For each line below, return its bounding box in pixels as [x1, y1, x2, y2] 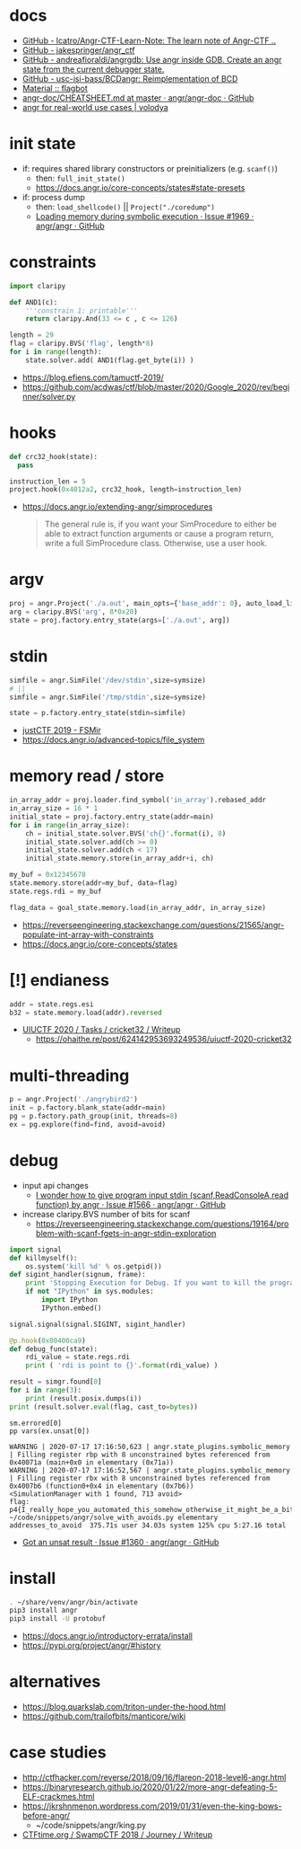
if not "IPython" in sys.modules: [25, 1287, 154, 1296]
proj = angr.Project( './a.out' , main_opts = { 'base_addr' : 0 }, [9, 599, 243, 608]
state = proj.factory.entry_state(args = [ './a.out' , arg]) [9, 615, 230, 624]
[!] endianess [9, 969, 110, 990]
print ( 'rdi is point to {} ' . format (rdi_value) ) [25, 1361, 219, 1370]
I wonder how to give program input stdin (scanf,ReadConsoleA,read [35, 1190, 289, 1200]
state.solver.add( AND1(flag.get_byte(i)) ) [25, 356, 194, 365]
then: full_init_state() [35, 173, 125, 183]
